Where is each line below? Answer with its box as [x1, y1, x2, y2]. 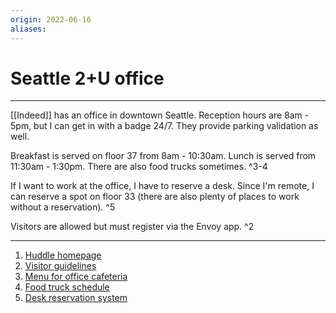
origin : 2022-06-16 [10, 14, 92, 25]
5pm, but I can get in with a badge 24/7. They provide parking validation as [10, 120, 319, 132]
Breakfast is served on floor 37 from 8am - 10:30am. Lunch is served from [10, 150, 317, 162]
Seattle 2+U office [10, 67, 165, 90]
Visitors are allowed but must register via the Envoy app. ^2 [10, 221, 255, 233]
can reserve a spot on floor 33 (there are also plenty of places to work [10, 191, 300, 203]
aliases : [10, 24, 47, 34]
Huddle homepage [24, 249, 102, 261]
